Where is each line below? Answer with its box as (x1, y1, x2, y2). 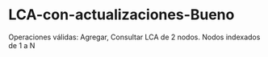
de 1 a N (8, 40, 36, 50)
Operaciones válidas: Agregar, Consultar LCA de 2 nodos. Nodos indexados (8, 32, 261, 42)
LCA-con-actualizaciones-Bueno (8, 6, 235, 24)
